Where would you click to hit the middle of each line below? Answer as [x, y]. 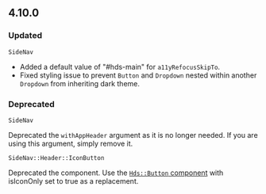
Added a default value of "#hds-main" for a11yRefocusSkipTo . [120, 67]
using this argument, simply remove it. [71, 143]
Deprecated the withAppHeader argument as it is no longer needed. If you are [133, 135]
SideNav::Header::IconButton [56, 158]
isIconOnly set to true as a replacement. [73, 181]
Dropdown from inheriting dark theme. [80, 83]
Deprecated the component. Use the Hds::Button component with [116, 173]
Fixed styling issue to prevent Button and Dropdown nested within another [138, 75]
